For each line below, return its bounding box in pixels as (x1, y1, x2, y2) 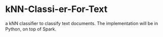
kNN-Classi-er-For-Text (5, 3, 108, 15)
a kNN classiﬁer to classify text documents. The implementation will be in (5, 20, 158, 26)
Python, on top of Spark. (5, 26, 57, 32)
